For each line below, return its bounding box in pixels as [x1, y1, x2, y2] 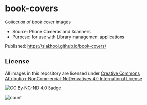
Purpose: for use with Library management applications [12, 34, 125, 40]
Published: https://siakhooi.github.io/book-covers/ [5, 43, 107, 49]
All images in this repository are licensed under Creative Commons [5, 70, 140, 76]
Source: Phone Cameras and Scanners [12, 28, 91, 34]
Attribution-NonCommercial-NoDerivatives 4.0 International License [5, 75, 143, 81]
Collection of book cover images [5, 19, 71, 25]
